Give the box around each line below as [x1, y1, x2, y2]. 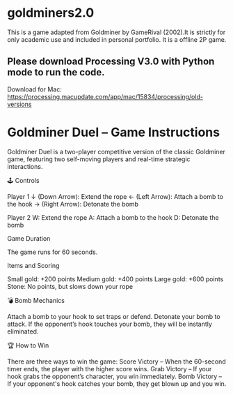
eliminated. [7, 327, 39, 336]
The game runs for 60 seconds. [7, 248, 98, 256]
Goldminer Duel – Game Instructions [7, 124, 220, 140]
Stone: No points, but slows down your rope [7, 282, 134, 290]
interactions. [7, 162, 43, 170]
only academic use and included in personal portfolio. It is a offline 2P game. [7, 35, 227, 43]
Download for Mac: [7, 85, 63, 94]
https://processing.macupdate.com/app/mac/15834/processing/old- [7, 92, 204, 100]
